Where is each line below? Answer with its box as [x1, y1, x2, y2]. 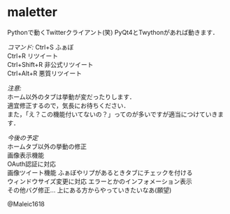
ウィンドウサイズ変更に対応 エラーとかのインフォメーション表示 [7, 177, 192, 185]
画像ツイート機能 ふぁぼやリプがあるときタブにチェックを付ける [7, 168, 193, 176]
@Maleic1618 [7, 199, 45, 208]
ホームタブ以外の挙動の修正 [7, 142, 87, 151]
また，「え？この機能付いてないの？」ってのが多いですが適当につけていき [7, 109, 218, 119]
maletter [7, 4, 58, 20]
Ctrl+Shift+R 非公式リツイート [7, 60, 94, 68]
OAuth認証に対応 [7, 160, 57, 168]
